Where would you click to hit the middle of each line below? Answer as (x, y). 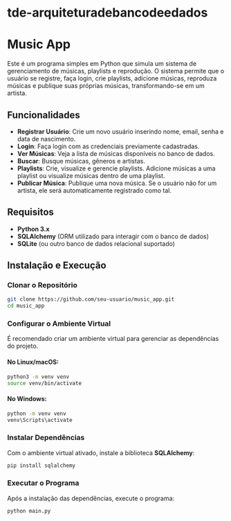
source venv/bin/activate (44, 383)
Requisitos (30, 212)
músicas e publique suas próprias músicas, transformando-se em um (106, 86)
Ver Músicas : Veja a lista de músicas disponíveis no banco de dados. (116, 153)
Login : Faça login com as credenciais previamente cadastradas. (108, 146)
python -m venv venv (37, 414)
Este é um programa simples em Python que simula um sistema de (102, 64)
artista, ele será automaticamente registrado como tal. (94, 190)
